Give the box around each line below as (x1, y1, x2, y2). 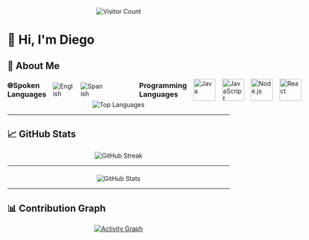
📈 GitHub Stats (7, 128, 76, 140)
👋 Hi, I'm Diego (7, 32, 95, 48)
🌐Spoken (7, 81, 40, 90)
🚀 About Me (7, 60, 60, 72)
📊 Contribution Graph (7, 202, 106, 214)
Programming (138, 81, 187, 90)
